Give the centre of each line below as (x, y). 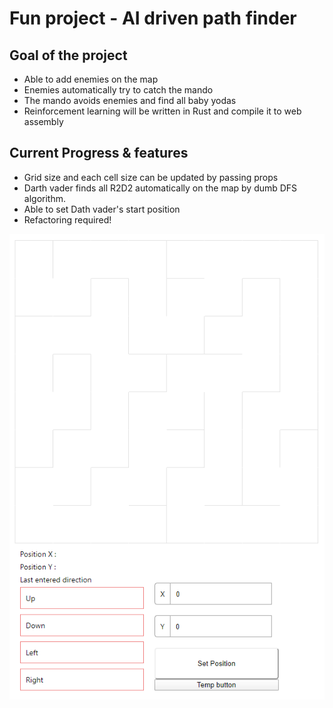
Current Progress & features (99, 153)
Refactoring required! (67, 219)
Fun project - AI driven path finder (153, 18)
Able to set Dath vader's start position (102, 209)
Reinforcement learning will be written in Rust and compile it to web (162, 111)
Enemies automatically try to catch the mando (118, 90)
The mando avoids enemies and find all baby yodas (130, 100)
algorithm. (44, 198)
